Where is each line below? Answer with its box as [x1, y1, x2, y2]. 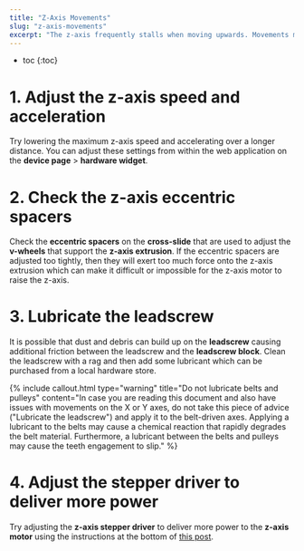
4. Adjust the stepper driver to [9, 472, 240, 493]
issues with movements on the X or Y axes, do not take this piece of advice [9, 402, 290, 413]
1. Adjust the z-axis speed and [9, 87, 241, 107]
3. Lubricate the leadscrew [9, 306, 214, 327]
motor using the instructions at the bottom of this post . [9, 531, 214, 542]
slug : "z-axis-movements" [9, 22, 107, 31]
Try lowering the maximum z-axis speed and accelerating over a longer [9, 136, 276, 147]
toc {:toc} [22, 55, 59, 66]
